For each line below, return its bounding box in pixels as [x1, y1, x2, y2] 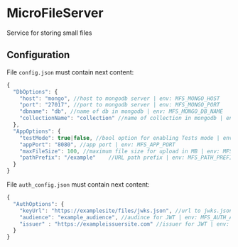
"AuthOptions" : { [13, 200, 65, 207]
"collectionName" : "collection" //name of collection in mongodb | [19, 115, 223, 122]
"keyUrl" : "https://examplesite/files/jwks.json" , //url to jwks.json [19, 207, 233, 214]
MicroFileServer [6, 5, 104, 21]
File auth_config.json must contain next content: [6, 180, 150, 189]
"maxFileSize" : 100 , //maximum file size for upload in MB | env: [19, 148, 220, 155]
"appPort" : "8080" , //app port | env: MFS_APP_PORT [19, 141, 175, 148]
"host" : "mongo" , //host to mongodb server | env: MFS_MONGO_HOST [19, 94, 220, 102]
